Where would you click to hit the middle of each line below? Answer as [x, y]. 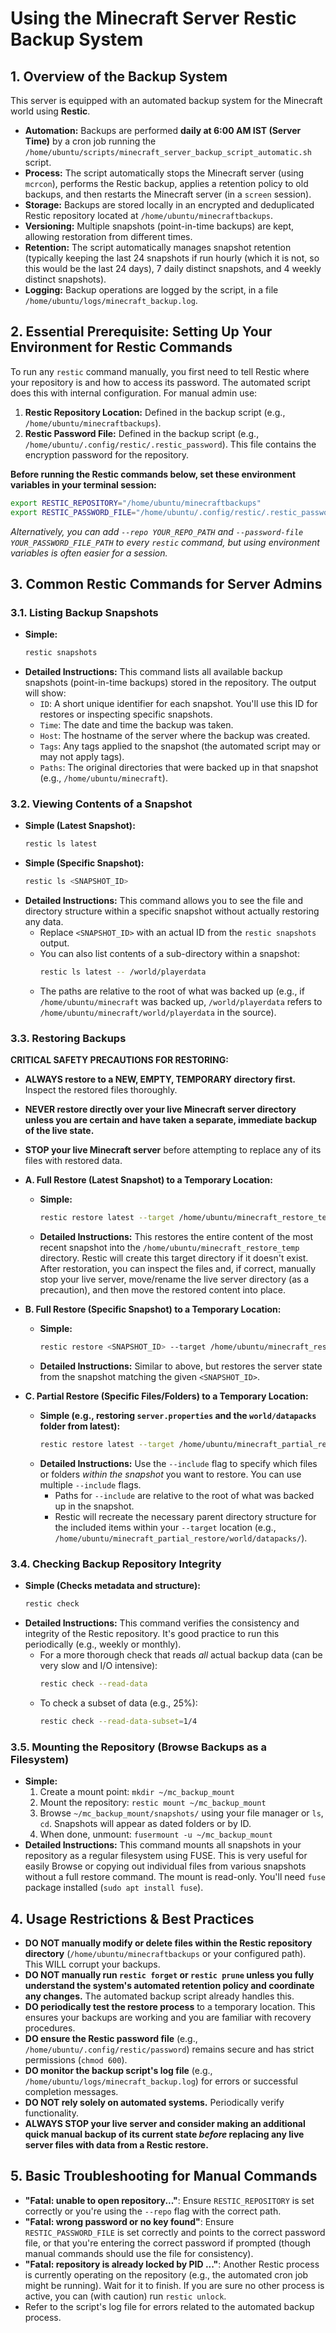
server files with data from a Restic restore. [116, 2145]
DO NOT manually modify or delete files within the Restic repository [168, 1943]
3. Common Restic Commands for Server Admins [166, 583]
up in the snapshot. [94, 1506]
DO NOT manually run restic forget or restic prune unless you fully [169, 1975]
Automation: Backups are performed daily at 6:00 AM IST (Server [163, 130]
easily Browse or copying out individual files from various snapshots [165, 1866]
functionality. [51, 2113]
